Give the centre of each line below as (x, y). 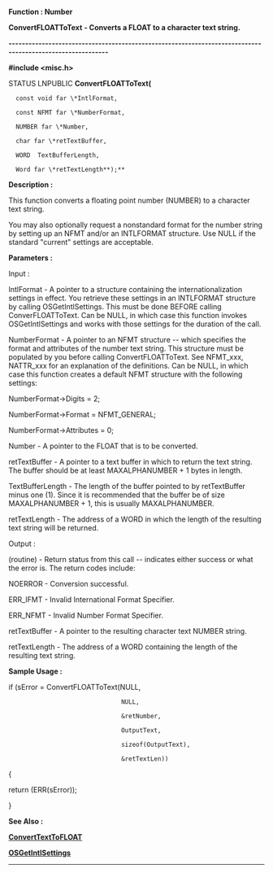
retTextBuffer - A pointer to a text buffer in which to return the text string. (130, 462)
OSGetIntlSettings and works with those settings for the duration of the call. (135, 324)
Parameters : (30, 258)
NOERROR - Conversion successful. (69, 584)
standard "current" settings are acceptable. (81, 242)
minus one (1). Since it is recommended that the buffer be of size (117, 495)
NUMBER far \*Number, (52, 127)
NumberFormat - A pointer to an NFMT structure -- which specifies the (127, 340)
